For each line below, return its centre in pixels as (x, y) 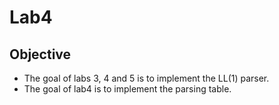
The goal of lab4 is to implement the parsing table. (127, 89)
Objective (40, 54)
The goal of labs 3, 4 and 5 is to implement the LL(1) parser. (146, 78)
